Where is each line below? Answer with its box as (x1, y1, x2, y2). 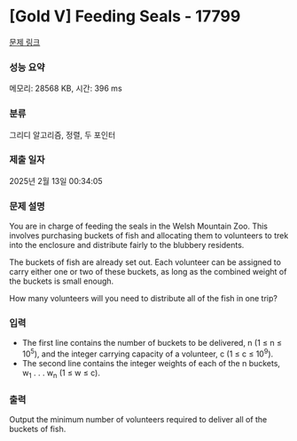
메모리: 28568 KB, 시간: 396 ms (9, 83, 122, 94)
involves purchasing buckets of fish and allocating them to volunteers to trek (9, 230, 289, 241)
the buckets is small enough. (9, 276, 114, 286)
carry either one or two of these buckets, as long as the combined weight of (9, 267, 287, 277)
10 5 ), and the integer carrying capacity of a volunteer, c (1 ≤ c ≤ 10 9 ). (21, 347, 274, 359)
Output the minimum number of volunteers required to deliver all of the (9, 414, 268, 425)
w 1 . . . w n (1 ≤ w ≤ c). (21, 367, 100, 380)
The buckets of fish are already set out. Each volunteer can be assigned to (9, 257, 282, 268)
